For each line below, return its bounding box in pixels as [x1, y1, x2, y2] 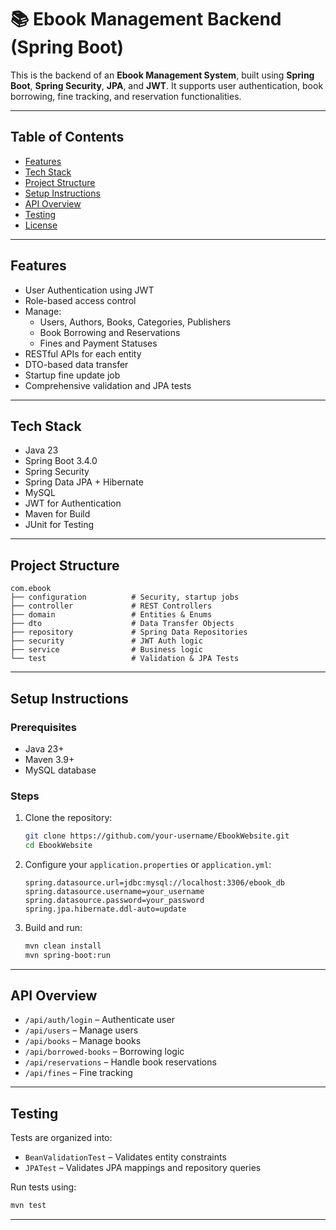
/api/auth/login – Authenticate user [24, 1014, 175, 1026]
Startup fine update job [24, 369, 121, 381]
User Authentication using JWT [24, 284, 155, 296]
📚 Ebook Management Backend [10, 8, 282, 31]
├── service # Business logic [10, 645, 203, 655]
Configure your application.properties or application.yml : [24, 858, 272, 870]
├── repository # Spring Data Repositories [10, 627, 248, 638]
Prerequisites [10, 720, 77, 734]
